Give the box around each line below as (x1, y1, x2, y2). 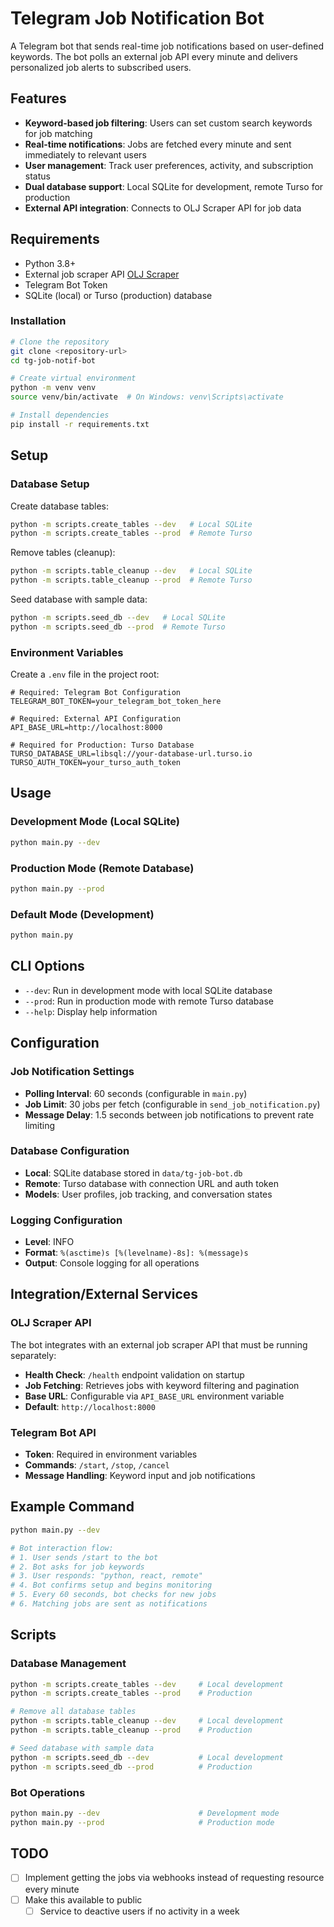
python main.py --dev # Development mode (10, 1808, 280, 1818)
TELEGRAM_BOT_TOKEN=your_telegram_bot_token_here (10, 697, 222, 707)
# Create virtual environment (10, 373, 137, 384)
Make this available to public (24, 1893, 143, 1906)
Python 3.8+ (24, 257, 77, 269)
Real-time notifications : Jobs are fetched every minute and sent (24, 138, 292, 150)
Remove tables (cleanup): (10, 547, 116, 559)
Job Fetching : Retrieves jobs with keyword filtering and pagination (24, 1379, 300, 1391)
